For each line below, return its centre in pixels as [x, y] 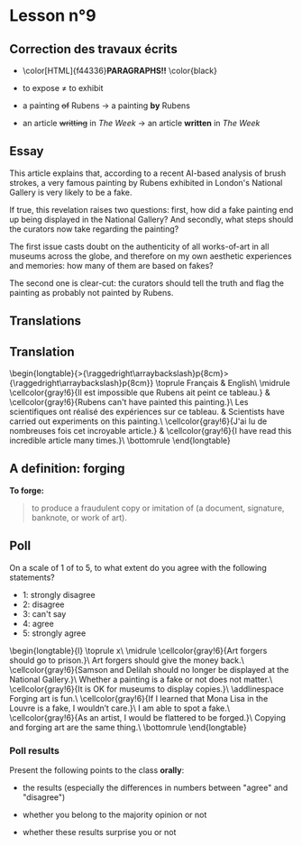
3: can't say [44, 613]
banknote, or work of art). [79, 517]
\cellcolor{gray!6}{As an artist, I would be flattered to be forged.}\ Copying [148, 717]
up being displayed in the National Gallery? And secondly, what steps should [151, 219]
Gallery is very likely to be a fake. [71, 192]
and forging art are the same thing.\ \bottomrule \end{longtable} [128, 727]
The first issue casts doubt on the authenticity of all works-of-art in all [139, 246]
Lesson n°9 [53, 16]
